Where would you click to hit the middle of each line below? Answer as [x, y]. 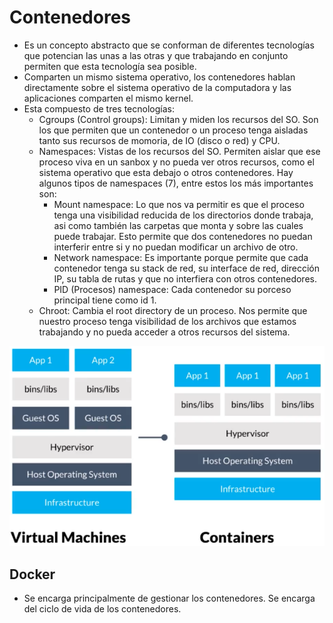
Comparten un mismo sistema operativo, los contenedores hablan [159, 77]
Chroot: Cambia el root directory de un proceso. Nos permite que [173, 310]
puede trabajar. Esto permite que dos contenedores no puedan [183, 236]
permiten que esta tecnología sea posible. [110, 66]
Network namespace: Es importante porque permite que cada [181, 257]
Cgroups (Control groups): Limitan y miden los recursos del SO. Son [178, 119]
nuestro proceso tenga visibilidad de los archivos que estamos [167, 321]
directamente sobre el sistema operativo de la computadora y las [157, 87]
